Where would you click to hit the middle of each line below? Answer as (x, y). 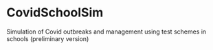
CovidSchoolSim (55, 13)
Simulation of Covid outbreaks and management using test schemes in (106, 32)
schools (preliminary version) (48, 38)
